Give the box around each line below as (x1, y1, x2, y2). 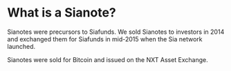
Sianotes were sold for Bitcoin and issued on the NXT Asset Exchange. (7, 55, 209, 63)
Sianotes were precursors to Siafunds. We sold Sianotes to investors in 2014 (7, 28, 225, 36)
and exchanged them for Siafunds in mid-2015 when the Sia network (7, 34, 203, 43)
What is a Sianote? (7, 5, 116, 21)
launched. (7, 42, 36, 50)
